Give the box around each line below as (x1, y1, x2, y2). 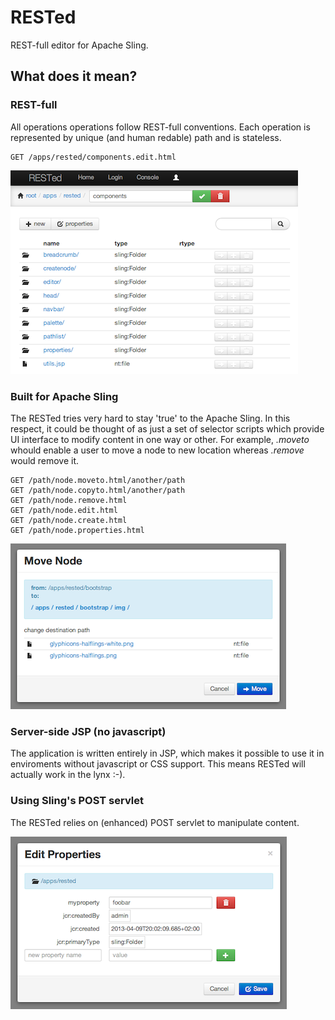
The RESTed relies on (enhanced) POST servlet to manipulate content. (10, 816, 300, 828)
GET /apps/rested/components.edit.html (10, 152, 177, 162)
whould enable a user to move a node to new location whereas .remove (10, 444, 305, 456)
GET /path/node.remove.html (10, 495, 128, 505)
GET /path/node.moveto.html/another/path (10, 475, 186, 485)
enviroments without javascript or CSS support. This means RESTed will (10, 758, 306, 770)
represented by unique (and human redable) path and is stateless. (10, 131, 282, 143)
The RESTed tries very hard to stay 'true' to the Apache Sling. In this (10, 412, 291, 424)
